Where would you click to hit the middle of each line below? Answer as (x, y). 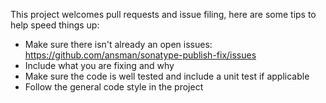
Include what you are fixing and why (99, 65)
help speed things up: (55, 25)
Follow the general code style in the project (114, 87)
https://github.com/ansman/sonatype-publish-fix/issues (140, 55)
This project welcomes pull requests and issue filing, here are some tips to (163, 14)
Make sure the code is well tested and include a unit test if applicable (167, 76)
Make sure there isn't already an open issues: (118, 44)
